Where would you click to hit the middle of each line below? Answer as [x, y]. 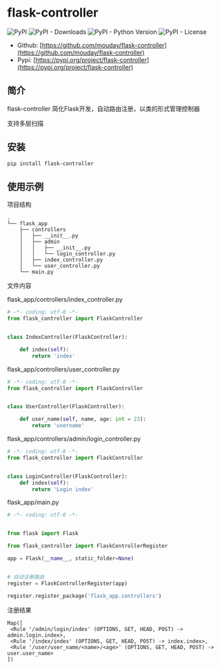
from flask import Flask [43, 534]
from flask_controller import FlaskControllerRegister [88, 546]
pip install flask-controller [51, 164]
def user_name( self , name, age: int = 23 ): [83, 419]
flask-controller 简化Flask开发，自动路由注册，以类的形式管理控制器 [103, 108]
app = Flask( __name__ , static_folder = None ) [71, 559]
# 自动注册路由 [26, 577]
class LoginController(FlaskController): [68, 476]
